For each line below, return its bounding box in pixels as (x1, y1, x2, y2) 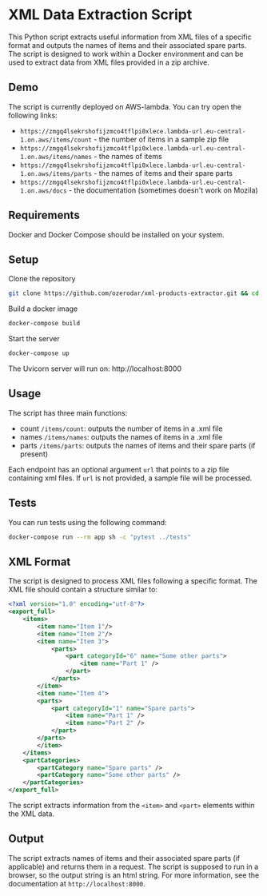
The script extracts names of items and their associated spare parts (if (8, 853, 241, 862)
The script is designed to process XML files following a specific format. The (8, 576, 257, 586)
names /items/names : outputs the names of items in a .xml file (19, 432, 223, 441)
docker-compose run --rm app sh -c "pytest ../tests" (8, 533, 192, 541)
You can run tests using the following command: (8, 517, 167, 527)
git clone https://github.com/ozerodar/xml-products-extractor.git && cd (8, 289, 260, 297)
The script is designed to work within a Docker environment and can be (8, 49, 244, 58)
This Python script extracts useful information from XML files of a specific (8, 32, 252, 42)
